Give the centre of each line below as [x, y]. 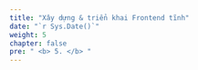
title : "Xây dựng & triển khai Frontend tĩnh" [99, 18]
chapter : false [38, 43]
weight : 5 [28, 35]
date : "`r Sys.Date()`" [55, 26]
